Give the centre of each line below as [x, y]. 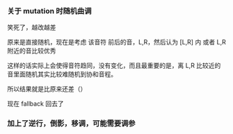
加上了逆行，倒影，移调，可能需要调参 [71, 124]
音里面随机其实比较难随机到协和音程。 [62, 74]
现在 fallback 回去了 [35, 104]
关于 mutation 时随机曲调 [49, 10]
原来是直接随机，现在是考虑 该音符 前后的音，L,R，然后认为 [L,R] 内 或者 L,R [116, 42]
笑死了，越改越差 [32, 27]
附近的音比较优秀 [32, 51]
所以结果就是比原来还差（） [47, 89]
